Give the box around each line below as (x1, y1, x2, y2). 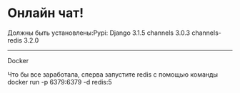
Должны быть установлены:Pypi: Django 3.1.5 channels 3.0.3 (7, 28, 191, 37)
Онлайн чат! (7, 5, 84, 21)
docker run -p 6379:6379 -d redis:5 (7, 77, 112, 86)
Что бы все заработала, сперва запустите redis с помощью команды (7, 70, 218, 79)
